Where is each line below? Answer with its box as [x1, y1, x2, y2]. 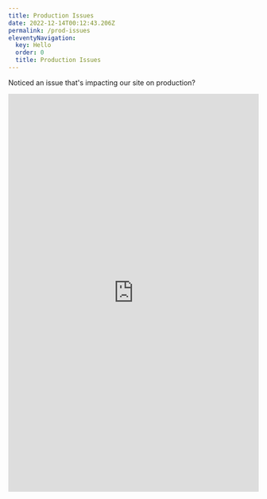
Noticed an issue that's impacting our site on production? [8, 77, 196, 88]
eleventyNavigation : [8, 33, 77, 42]
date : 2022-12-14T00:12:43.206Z [8, 19, 115, 27]
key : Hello [15, 41, 52, 49]
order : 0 [15, 49, 44, 57]
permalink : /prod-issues [8, 26, 91, 34]
